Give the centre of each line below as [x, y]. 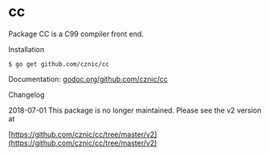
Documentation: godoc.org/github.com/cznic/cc [88, 79]
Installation [26, 49]
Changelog [26, 94]
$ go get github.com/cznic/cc [59, 64]
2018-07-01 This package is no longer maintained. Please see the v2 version [135, 110]
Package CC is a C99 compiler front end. [76, 34]
